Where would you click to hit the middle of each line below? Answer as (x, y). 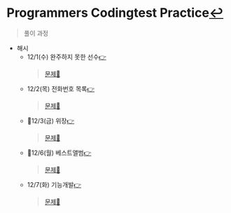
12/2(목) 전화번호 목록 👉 (61, 88)
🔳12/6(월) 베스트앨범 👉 (59, 153)
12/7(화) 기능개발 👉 (54, 184)
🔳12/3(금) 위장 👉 (51, 121)
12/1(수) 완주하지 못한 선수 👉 (66, 57)
